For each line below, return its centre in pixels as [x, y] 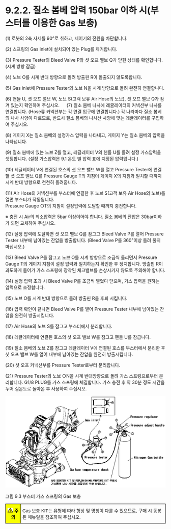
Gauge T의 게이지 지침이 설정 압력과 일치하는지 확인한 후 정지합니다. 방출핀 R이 [84, 263]
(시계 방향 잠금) [21, 66]
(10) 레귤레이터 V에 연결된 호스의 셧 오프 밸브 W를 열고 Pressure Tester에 [79, 169]
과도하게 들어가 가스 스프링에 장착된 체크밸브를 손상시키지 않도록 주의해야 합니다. [85, 270]
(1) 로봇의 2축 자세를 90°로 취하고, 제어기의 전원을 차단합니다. [67, 38]
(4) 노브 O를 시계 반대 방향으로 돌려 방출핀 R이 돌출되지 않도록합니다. [74, 77]
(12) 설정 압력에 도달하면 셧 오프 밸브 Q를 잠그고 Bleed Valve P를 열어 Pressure [84, 234]
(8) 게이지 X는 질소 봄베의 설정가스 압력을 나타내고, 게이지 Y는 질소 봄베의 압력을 [85, 135]
